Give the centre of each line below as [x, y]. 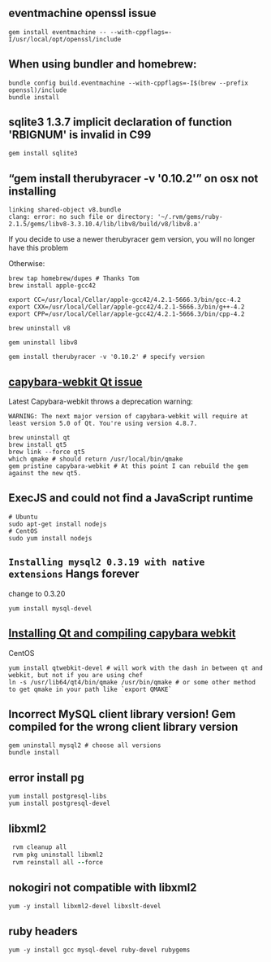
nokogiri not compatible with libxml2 [103, 888]
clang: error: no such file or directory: [81, 217]
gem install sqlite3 [43, 154]
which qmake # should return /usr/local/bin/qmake [96, 459]
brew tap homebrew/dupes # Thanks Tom [74, 279]
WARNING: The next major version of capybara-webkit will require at [129, 417]
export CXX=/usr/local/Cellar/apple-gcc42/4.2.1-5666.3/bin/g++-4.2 [127, 307]
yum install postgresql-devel [60, 804]
